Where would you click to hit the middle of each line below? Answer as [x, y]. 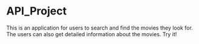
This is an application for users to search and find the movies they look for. [99, 28]
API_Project [36, 11]
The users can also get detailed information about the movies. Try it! [92, 34]
